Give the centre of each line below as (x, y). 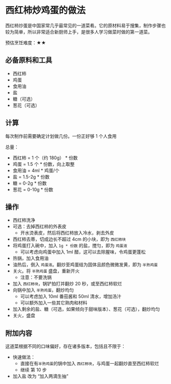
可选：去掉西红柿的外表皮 (39, 226)
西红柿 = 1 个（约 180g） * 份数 (45, 158)
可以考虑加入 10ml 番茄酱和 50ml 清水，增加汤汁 (71, 297)
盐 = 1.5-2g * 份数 (31, 176)
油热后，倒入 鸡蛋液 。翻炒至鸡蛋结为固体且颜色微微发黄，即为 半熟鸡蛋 (85, 264)
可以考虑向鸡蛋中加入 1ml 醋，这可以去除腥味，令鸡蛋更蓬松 (83, 252)
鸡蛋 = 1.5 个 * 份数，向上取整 (44, 164)
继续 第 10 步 (33, 370)
